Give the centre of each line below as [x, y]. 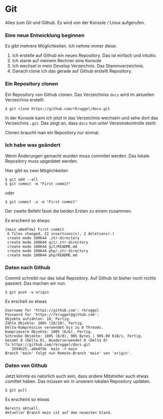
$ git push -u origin [27, 293]
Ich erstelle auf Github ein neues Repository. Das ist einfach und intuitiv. [84, 55]
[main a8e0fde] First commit [35, 229]
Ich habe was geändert [33, 145]
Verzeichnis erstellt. [25, 99]
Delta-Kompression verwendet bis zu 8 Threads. [54, 328]
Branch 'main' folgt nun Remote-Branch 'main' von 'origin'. [69, 353]
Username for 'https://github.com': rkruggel [52, 310]
